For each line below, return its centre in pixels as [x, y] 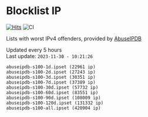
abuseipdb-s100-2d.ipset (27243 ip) [51, 72]
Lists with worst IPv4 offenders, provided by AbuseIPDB [74, 38]
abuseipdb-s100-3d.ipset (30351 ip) [51, 77]
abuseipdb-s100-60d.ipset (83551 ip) [52, 92]
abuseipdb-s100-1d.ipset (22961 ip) [51, 67]
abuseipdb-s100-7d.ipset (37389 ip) [51, 82]
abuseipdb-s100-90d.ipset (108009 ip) [53, 98]
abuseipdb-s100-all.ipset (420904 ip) [53, 108]
